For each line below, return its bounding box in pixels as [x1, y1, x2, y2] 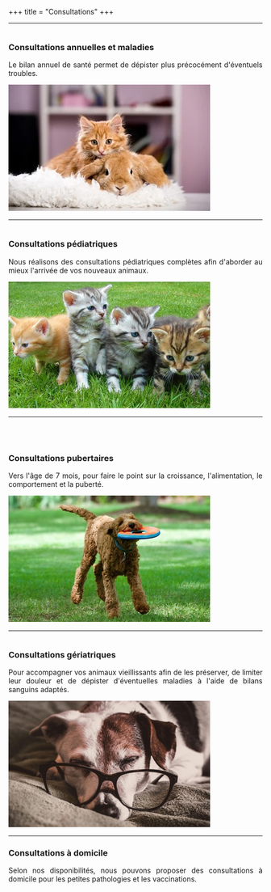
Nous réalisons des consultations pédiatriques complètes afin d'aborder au [8, 256, 263, 266]
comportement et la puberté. [8, 479, 104, 488]
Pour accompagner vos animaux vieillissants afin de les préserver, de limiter [8, 667, 263, 678]
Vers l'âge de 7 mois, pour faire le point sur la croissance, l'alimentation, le [8, 471, 263, 480]
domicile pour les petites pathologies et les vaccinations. [8, 874, 198, 884]
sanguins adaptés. [8, 685, 70, 695]
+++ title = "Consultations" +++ [8, 7, 115, 16]
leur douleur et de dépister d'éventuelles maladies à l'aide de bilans [8, 676, 263, 686]
